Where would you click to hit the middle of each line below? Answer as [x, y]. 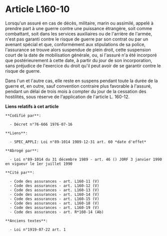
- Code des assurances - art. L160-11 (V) [54, 181]
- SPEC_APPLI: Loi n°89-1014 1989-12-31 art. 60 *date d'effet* [78, 142]
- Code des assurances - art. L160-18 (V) [54, 203]
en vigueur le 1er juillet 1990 [39, 164]
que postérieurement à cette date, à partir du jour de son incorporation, [79, 60]
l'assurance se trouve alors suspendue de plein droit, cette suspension [78, 50]
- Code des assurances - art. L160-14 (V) [54, 194]
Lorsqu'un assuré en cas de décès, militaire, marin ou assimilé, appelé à [79, 23]
